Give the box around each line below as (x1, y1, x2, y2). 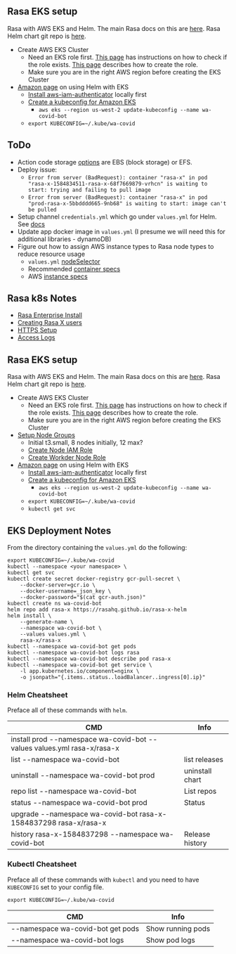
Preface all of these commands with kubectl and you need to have (7, 875, 199, 884)
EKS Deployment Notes (7, 524, 112, 536)
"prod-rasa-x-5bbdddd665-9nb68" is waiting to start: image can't (27, 200, 227, 207)
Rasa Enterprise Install (17, 311, 83, 319)
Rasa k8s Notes (7, 292, 77, 304)
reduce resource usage (17, 250, 86, 258)
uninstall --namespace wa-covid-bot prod (11, 771, 155, 780)
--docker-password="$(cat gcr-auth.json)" (20, 594, 146, 601)
